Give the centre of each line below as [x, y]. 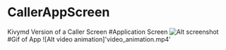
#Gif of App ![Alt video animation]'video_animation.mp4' [89, 39]
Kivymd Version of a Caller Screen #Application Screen [88, 32]
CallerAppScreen [59, 12]
